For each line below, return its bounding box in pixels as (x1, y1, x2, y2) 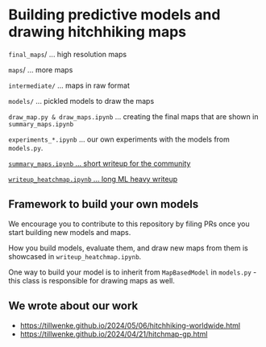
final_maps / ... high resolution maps (8, 49, 127, 59)
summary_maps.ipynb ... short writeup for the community (8, 159, 191, 168)
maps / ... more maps (8, 64, 73, 74)
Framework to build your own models (8, 197, 199, 211)
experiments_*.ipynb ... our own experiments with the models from (8, 134, 230, 144)
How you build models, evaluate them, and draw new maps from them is (8, 243, 248, 253)
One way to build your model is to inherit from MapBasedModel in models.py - (8, 267, 257, 277)
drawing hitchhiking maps (8, 23, 187, 41)
